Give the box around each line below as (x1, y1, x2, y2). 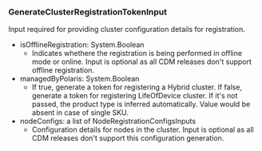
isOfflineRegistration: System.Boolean (19, 40, 145, 50)
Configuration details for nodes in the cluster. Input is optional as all (31, 125, 254, 134)
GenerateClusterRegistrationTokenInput (8, 6, 168, 18)
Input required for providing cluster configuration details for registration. (8, 25, 246, 34)
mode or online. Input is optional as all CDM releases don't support (31, 57, 252, 66)
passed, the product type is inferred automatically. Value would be (31, 99, 251, 109)
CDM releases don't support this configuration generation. (31, 133, 224, 143)
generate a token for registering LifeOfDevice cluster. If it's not (31, 91, 238, 101)
